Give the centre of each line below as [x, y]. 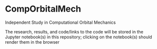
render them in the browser [32, 42]
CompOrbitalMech [43, 9]
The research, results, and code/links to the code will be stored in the [74, 32]
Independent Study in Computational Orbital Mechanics [61, 22]
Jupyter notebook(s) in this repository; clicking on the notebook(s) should [79, 37]
